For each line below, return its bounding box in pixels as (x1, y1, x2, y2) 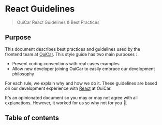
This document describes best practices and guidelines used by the (5, 46, 140, 52)
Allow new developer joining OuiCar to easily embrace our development (12, 66, 155, 71)
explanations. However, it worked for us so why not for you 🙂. (5, 100, 128, 106)
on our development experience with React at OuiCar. (5, 85, 112, 91)
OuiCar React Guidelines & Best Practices (16, 19, 100, 25)
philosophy (12, 71, 35, 77)
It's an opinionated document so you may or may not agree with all (5, 95, 138, 100)
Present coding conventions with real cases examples (12, 60, 120, 66)
